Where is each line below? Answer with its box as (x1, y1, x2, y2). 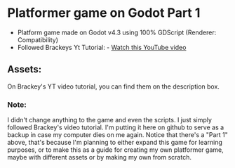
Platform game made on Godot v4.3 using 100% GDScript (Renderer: (17, 28, 217, 37)
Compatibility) (17, 35, 58, 44)
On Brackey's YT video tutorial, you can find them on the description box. (7, 82, 220, 91)
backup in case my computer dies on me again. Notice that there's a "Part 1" (7, 131, 228, 139)
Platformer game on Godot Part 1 (7, 5, 201, 21)
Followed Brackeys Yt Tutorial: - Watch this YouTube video (17, 43, 187, 51)
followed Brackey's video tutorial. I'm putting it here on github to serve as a (7, 123, 224, 131)
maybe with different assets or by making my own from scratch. (7, 153, 192, 162)
